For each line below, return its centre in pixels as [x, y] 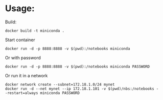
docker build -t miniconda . [35, 31]
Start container [20, 40]
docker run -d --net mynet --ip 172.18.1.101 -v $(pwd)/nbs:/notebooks [80, 89]
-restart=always [22, 93]
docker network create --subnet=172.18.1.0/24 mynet [60, 84]
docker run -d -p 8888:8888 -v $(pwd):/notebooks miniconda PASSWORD [78, 67]
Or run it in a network [26, 75]
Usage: [20, 8]
